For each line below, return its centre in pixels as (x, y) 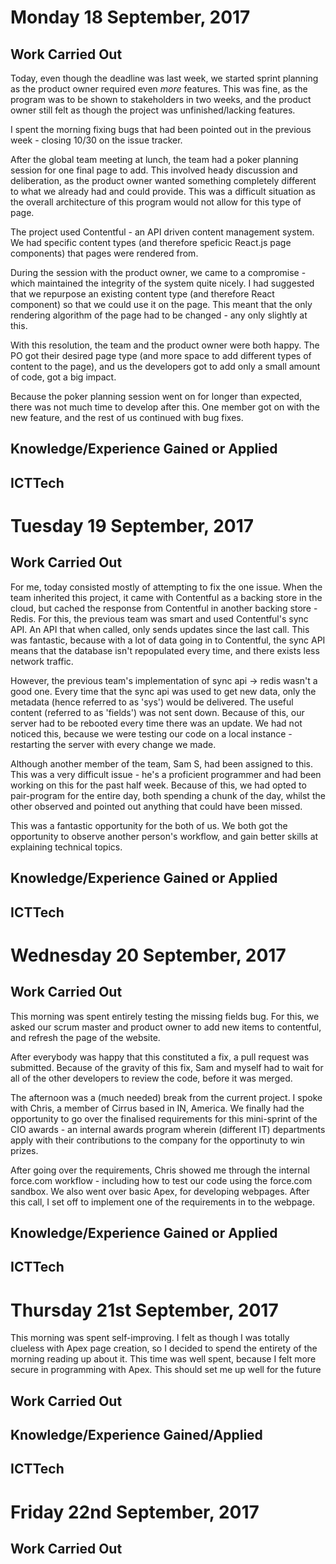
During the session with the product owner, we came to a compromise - (158, 272)
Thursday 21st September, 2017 (144, 1310)
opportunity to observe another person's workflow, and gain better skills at (164, 836)
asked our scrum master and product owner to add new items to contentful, (166, 1027)
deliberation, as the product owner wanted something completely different (163, 180)
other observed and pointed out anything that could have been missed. (156, 806)
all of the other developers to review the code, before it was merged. (151, 1078)
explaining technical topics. (66, 847)
